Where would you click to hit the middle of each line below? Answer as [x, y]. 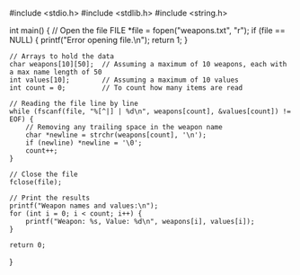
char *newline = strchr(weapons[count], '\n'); [116, 135]
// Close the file [44, 174]
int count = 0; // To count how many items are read [126, 88]
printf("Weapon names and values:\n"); [84, 206]
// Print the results [50, 198]
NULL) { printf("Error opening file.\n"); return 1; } [99, 40]
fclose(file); [36, 182]
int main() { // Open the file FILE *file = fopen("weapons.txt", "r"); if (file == [147, 30]
